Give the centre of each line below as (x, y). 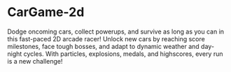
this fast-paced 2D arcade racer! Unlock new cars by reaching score (106, 38)
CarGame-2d (46, 12)
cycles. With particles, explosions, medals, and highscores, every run (123, 54)
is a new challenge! (35, 61)
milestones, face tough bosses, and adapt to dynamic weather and (103, 46)
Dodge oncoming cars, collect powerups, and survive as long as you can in (116, 31)
